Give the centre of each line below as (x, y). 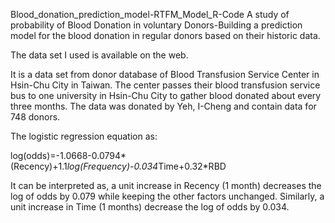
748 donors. (35, 117)
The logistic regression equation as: (84, 136)
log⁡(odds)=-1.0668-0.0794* (68, 155)
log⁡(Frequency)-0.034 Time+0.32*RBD (146, 166)
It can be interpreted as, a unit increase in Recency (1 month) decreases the (166, 185)
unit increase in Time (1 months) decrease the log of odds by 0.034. (150, 207)
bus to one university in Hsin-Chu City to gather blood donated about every (166, 95)
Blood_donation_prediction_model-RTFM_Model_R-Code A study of (150, 14)
